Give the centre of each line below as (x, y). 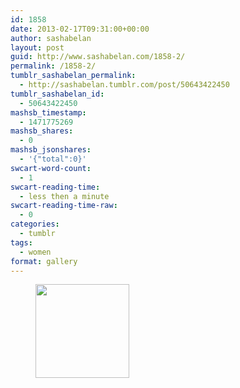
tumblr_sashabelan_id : (57, 94)
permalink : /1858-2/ (53, 66)
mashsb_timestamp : (48, 112)
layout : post (37, 47)
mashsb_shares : (42, 131)
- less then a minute (64, 196)
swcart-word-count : (51, 168)
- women (35, 252)
